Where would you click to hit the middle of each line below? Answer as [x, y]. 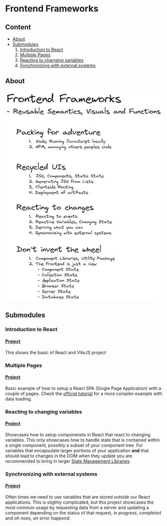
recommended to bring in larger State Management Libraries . [68, 461]
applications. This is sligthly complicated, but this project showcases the [80, 502]
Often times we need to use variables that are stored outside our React [78, 497]
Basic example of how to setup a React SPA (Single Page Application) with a [83, 388]
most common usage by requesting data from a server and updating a [77, 507]
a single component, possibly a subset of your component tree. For [74, 445]
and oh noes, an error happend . [38, 518]
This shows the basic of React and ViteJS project [56, 352]
